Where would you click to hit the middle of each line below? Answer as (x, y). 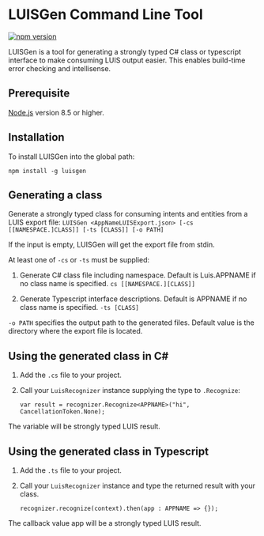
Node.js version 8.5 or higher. (56, 112)
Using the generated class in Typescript (109, 451)
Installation (36, 137)
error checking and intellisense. (60, 68)
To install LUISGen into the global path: (72, 157)
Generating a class (55, 195)
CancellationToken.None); (62, 412)
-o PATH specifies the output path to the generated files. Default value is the (131, 323)
